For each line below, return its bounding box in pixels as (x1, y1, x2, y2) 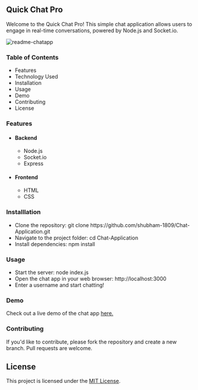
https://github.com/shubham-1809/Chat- (90, 221, 190, 228)
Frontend (14, 174, 39, 181)
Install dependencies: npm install (14, 240, 95, 247)
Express (23, 160, 44, 167)
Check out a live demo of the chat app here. (6, 310, 114, 317)
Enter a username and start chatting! (14, 282, 105, 289)
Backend (14, 134, 37, 141)
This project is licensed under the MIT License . (6, 378, 121, 385)
